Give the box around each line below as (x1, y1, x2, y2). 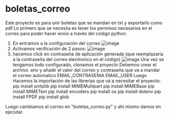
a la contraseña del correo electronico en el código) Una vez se (12, 56, 164, 62)
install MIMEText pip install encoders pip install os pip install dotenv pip (12, 88, 161, 94)
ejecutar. (5, 109, 24, 115)
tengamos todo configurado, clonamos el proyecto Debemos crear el (12, 62, 157, 68)
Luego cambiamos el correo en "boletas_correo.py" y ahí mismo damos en (5, 103, 161, 109)
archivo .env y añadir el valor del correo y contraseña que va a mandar (12, 67, 160, 73)
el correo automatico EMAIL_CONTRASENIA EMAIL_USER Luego (12, 72, 147, 78)
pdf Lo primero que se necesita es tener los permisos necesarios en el (5, 25, 153, 31)
